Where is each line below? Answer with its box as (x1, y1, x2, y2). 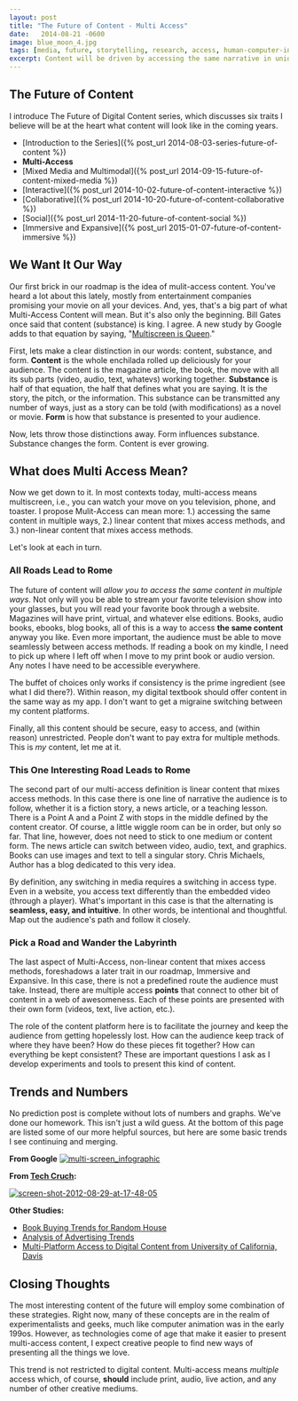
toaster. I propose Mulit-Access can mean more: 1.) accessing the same (9, 506, 271, 517)
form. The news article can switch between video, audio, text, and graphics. (9, 841, 287, 851)
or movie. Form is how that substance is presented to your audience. (9, 411, 261, 422)
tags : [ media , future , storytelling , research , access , (9, 46, 220, 55)
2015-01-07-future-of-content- (168, 222, 282, 233)
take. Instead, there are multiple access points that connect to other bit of (9, 985, 279, 995)
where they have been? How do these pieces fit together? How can (9, 1040, 255, 1050)
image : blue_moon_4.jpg (9, 37, 98, 47)
